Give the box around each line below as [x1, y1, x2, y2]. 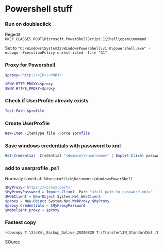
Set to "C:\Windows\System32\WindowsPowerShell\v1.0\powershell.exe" [5, 45, 147, 51]
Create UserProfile [5, 120, 50, 126]
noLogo [5, 50, 18, 55]
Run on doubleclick [5, 21, 51, 28]
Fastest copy [5, 219, 36, 226]
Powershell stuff [5, 3, 73, 15]
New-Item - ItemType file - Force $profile [5, 131, 90, 136]
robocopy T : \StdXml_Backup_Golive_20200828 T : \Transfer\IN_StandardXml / [5, 230, 158, 235]
